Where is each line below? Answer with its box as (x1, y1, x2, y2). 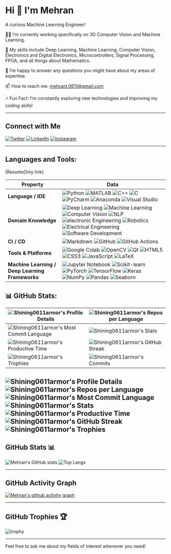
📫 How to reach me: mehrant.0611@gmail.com (5, 83, 104, 89)
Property (21, 181, 44, 188)
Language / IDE (8, 192, 46, 199)
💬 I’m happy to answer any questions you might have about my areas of (5, 67, 155, 73)
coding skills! (5, 102, 33, 109)
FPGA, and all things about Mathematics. (5, 57, 91, 63)
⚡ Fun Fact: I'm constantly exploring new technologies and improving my (5, 95, 158, 101)
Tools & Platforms (8, 249, 52, 257)
